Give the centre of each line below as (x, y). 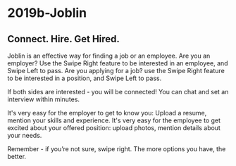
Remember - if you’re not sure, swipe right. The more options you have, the (117, 149)
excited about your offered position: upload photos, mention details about (114, 128)
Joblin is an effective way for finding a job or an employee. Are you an (109, 56)
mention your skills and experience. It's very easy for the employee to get (114, 120)
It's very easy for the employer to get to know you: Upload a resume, (107, 113)
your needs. (25, 135)
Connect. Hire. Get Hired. (63, 39)
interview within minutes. (43, 99)
